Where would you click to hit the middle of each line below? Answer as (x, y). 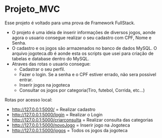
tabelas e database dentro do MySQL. (51, 58)
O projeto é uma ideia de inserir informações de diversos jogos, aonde (83, 32)
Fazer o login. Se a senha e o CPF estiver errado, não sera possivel (88, 74)
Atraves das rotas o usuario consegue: (51, 64)
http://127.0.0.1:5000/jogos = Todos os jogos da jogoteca (70, 130)
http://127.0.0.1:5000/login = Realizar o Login (57, 114)
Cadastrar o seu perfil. (42, 69)
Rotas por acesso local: (28, 99)
